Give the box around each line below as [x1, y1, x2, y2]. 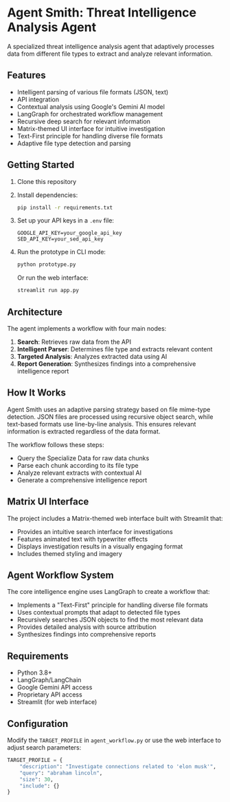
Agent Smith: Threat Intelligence [7, 5, 197, 21]
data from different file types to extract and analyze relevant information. [7, 50, 213, 58]
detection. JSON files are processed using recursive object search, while [7, 412, 214, 421]
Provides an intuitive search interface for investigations [16, 527, 173, 535]
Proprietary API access [16, 690, 82, 699]
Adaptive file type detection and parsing [16, 139, 131, 147]
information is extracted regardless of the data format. [7, 427, 161, 435]
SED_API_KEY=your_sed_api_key [16, 236, 104, 243]
